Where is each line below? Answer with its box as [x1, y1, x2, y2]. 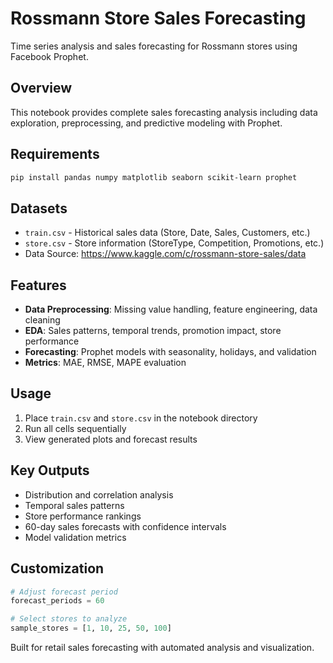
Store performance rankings [24, 510, 142, 522]
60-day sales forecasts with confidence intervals [24, 520, 227, 532]
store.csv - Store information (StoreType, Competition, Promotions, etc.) [24, 237, 325, 249]
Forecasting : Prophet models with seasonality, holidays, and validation [24, 346, 317, 358]
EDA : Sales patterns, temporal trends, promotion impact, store [24, 325, 282, 337]
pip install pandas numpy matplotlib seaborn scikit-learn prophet [10, 172, 298, 182]
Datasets [10, 200, 68, 217]
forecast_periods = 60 [10, 596, 105, 606]
